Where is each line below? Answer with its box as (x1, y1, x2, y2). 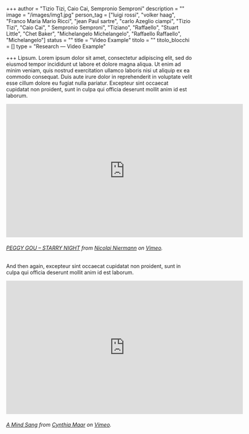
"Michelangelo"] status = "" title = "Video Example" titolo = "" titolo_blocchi (6, 37, 190, 43)
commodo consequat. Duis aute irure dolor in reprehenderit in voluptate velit (6, 74, 192, 80)
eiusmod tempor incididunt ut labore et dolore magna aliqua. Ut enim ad (6, 60, 182, 68)
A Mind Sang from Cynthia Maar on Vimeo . (6, 421, 112, 428)
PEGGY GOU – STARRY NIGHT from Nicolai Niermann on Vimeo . (6, 244, 163, 251)
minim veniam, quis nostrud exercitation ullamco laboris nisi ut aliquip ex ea (6, 67, 190, 74)
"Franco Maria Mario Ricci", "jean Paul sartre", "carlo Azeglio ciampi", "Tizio (6, 18, 191, 24)
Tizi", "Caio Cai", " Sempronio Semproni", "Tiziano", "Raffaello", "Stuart (6, 24, 179, 31)
